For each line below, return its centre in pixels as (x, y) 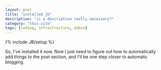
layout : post (19, 10)
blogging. (15, 62)
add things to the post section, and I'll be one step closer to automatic (76, 57)
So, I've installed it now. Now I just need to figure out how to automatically (80, 52)
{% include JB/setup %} (30, 42)
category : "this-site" (28, 23)
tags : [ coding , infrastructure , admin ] (46, 28)
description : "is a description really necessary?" (59, 19)
